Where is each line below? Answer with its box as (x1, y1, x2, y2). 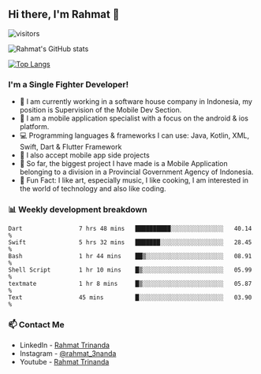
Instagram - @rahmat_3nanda (19, 348, 117, 358)
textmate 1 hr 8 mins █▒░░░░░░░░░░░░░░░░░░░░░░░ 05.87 (8, 280, 252, 288)
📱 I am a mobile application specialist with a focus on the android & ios (19, 113, 248, 123)
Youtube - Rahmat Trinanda (19, 357, 110, 366)
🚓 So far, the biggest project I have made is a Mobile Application (19, 159, 229, 168)
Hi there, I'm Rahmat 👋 (8, 8, 120, 21)
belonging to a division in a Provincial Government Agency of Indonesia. (19, 167, 254, 177)
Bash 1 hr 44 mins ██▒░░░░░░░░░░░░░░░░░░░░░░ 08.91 (8, 253, 252, 261)
